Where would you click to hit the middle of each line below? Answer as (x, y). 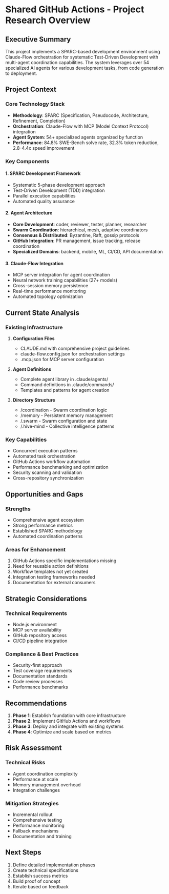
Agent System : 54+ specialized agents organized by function (78, 137)
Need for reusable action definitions (50, 566)
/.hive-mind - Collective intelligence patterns (67, 426)
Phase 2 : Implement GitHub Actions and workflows (67, 721)
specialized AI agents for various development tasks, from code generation (84, 68)
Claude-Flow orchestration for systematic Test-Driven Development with (82, 57)
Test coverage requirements (43, 671)
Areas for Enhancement (35, 549)
